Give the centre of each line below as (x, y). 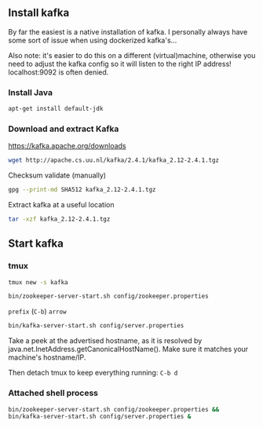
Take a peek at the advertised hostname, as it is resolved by (105, 341)
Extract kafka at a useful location (61, 205)
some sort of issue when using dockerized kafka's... (93, 40)
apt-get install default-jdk (56, 109)
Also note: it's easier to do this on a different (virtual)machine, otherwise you (132, 55)
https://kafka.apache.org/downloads (67, 146)
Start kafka (36, 244)
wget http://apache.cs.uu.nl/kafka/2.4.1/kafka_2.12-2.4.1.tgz (114, 160)
